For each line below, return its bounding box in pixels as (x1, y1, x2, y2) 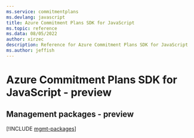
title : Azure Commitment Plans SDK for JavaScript (6, 20, 135, 26)
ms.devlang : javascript (6, 14, 66, 20)
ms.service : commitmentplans (6, 8, 79, 15)
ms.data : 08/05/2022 (6, 31, 58, 37)
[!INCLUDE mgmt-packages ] (6, 125, 76, 132)
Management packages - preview (6, 109, 134, 120)
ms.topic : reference (6, 25, 58, 32)
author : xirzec (6, 36, 44, 42)
